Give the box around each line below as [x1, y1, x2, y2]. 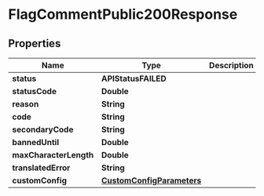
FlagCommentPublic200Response [8, 5, 238, 24]
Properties [8, 37, 61, 50]
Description [209, 60, 254, 71]
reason [12, 99, 39, 109]
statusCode [12, 86, 57, 96]
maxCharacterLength [12, 150, 94, 160]
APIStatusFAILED [101, 73, 167, 84]
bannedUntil [12, 137, 60, 147]
